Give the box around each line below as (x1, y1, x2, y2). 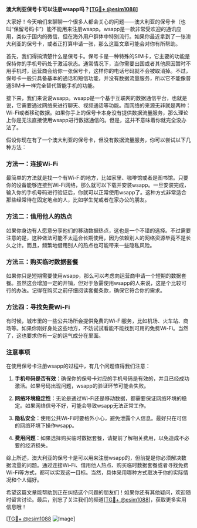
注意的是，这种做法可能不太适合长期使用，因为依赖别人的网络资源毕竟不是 (6, 234, 186, 241)
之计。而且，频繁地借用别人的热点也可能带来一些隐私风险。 (11, 241, 155, 248)
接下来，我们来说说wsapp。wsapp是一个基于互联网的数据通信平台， (6, 95, 172, 102)
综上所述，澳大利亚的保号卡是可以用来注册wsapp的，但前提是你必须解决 (6, 455, 182, 462)
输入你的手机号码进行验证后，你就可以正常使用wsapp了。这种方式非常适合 (6, 189, 186, 196)
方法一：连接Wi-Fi (6, 160, 59, 168)
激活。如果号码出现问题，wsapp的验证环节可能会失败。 (14, 382, 150, 389)
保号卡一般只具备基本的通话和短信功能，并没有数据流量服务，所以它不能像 (6, 75, 186, 82)
